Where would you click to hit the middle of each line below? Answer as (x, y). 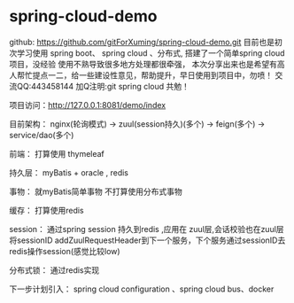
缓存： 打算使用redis (46, 210)
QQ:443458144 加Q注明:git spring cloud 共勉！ (103, 86)
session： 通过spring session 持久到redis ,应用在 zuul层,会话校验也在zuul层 (147, 229)
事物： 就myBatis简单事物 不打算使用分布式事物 (96, 191)
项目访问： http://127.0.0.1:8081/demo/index (88, 105)
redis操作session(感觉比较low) (65, 251)
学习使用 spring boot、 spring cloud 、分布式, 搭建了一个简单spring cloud (151, 53)
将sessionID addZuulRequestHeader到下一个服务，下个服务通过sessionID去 (147, 240)
